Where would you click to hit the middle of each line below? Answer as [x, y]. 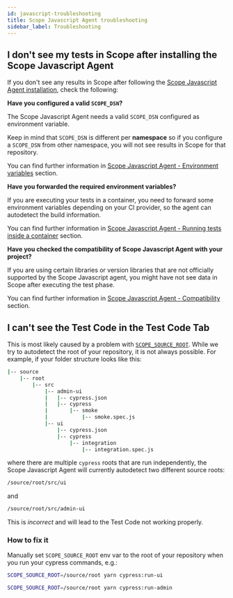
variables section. [33, 173]
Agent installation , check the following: [63, 90]
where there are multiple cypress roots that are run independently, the [107, 462]
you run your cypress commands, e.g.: [63, 563]
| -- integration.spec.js [118, 449]
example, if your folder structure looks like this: [74, 359]
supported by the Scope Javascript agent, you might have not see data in [112, 277]
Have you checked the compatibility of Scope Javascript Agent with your [115, 249]
